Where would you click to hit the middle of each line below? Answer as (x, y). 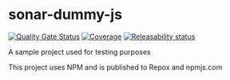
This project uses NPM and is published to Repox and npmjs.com (115, 67)
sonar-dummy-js (65, 15)
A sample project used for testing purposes (79, 51)
